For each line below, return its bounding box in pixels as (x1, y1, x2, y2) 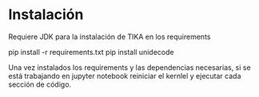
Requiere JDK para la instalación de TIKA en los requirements (8, 32, 211, 41)
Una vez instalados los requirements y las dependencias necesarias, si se (8, 62, 251, 72)
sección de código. (8, 80, 72, 89)
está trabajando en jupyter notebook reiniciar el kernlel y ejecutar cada (8, 71, 241, 80)
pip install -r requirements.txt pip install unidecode (8, 47, 174, 56)
